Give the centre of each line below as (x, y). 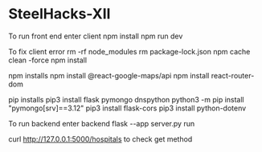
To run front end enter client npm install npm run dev (96, 36)
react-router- (233, 75)
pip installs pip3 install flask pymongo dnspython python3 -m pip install (127, 99)
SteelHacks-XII (59, 14)
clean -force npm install (47, 60)
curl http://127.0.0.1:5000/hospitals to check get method (100, 139)
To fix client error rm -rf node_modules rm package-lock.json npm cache (129, 51)
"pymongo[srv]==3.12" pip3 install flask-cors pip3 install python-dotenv (127, 108)
